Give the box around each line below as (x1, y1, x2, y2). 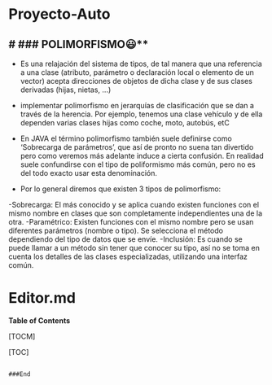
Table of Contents (8, 315, 71, 326)
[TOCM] (8, 331, 36, 341)
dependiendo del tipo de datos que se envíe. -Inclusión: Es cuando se (8, 234, 243, 244)
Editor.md (8, 289, 76, 308)
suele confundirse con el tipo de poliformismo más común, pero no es (20, 160, 256, 169)
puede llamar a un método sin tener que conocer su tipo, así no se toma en (8, 243, 261, 252)
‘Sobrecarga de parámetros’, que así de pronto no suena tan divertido (20, 142, 254, 151)
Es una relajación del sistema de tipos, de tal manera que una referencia (20, 59, 262, 68)
